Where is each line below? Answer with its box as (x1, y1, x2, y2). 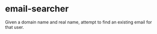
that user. (5, 24, 24, 30)
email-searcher (5, 3, 69, 14)
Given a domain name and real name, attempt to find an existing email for (5, 19, 152, 25)
